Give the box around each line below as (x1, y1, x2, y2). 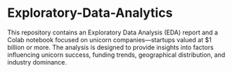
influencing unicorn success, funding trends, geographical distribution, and (7, 51, 226, 59)
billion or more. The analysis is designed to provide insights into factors (7, 43, 214, 51)
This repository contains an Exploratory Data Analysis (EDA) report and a (7, 28, 219, 36)
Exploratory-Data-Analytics (7, 5, 173, 21)
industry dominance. (7, 58, 67, 66)
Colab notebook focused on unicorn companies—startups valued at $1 (7, 35, 212, 44)
